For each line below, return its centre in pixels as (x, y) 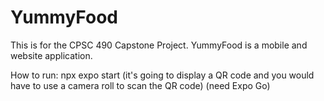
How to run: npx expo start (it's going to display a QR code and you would (162, 75)
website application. (51, 55)
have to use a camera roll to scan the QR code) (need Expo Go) (140, 85)
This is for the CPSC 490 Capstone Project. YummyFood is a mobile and (159, 45)
